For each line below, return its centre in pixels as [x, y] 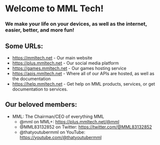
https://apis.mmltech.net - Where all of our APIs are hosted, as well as [83, 73]
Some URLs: [24, 46]
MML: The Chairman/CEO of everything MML [58, 116]
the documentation [31, 79]
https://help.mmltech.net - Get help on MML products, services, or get [83, 84]
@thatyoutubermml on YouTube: [52, 132]
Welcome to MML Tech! [54, 9]
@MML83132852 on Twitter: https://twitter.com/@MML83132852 [86, 127]
